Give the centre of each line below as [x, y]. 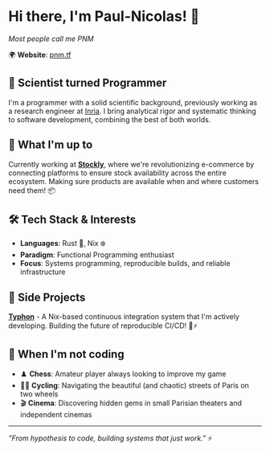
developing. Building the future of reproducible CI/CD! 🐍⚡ [103, 326]
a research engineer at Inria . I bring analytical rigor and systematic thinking [133, 111]
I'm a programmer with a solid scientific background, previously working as [133, 102]
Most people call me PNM [51, 39]
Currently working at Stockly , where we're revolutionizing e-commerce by [131, 164]
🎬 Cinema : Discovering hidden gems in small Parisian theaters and [131, 403]
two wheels [39, 394]
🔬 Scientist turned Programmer [88, 83]
